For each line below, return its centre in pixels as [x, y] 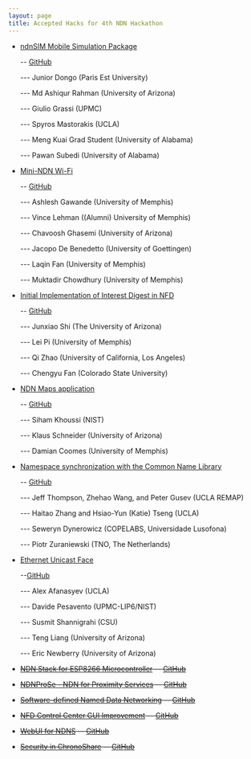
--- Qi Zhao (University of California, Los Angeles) [103, 357]
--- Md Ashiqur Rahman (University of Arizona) [98, 92]
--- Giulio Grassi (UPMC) [61, 108]
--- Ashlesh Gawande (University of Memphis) [97, 202]
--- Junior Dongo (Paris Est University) [84, 77]
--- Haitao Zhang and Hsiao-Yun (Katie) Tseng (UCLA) [109, 513]
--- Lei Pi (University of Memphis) [76, 341]
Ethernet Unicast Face [57, 560]
